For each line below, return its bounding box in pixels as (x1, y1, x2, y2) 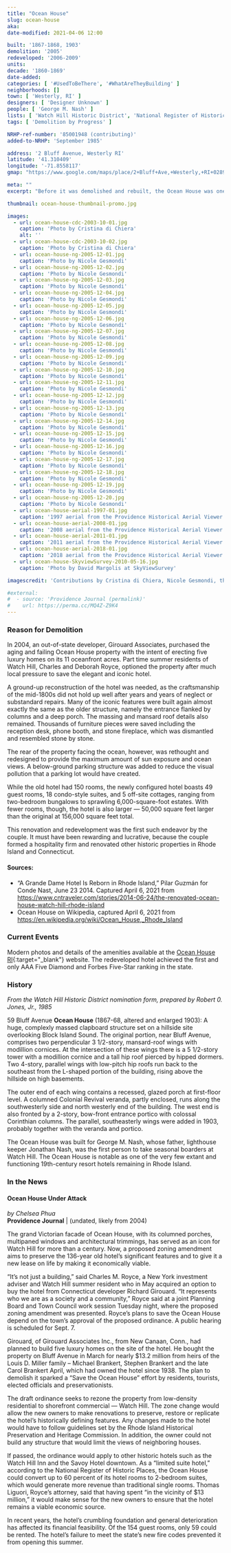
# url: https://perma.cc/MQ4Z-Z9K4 (7, 602, 118, 609)
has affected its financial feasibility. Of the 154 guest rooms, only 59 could (7, 1523, 217, 1532)
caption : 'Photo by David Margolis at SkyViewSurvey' (19, 564, 177, 571)
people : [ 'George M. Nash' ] (7, 106, 94, 113)
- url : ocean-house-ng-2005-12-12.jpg (13, 392, 125, 399)
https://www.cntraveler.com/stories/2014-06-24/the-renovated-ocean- (16, 893, 220, 902)
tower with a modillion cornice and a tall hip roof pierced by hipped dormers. (7, 1053, 224, 1061)
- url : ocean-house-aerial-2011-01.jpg (13, 533, 128, 540)
